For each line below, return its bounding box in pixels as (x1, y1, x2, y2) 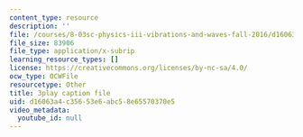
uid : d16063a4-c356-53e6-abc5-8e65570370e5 (9, 96, 176, 106)
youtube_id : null (17, 114, 83, 123)
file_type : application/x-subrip (9, 47, 135, 56)
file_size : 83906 (9, 38, 75, 48)
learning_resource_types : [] (9, 55, 119, 64)
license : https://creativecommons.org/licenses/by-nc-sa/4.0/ (9, 64, 248, 73)
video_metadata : (9, 105, 70, 114)
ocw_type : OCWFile (9, 72, 78, 81)
